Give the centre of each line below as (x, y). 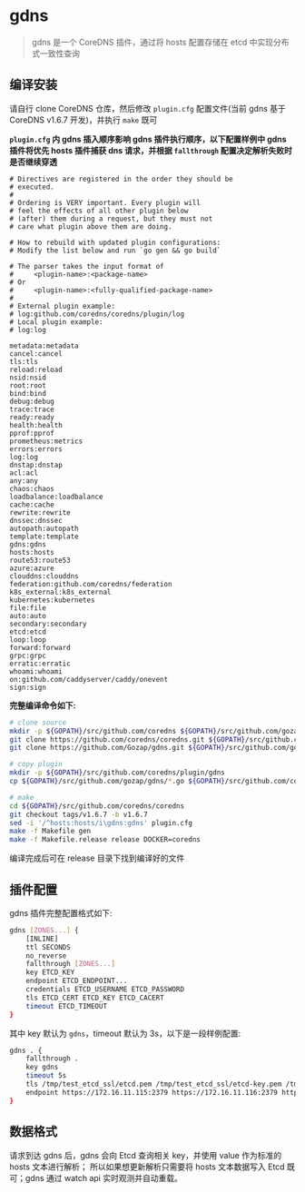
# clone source (38, 723)
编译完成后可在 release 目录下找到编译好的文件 (97, 858)
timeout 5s (46, 1076)
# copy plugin (36, 764)
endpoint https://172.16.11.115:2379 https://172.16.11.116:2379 (152, 1092)
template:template (44, 537)
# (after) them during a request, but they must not (111, 219)
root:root (28, 385)
